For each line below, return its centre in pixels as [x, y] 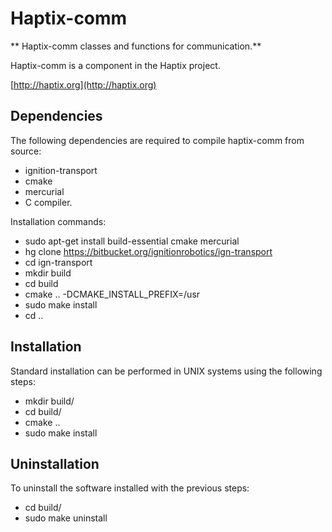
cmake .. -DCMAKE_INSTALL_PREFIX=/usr [112, 294]
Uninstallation [55, 463]
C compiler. [48, 202]
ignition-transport [61, 170]
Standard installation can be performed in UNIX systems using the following [166, 371]
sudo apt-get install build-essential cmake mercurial [132, 241]
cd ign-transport [58, 262]
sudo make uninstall [66, 518]
